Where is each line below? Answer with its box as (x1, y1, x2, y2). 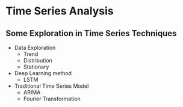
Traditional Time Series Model (14, 82, 89, 90)
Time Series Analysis (5, 4, 114, 18)
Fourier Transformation (23, 95, 81, 102)
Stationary (23, 63, 49, 70)
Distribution (23, 57, 52, 64)
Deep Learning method (14, 70, 72, 76)
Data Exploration (14, 44, 56, 51)
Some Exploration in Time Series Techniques (5, 28, 177, 38)
